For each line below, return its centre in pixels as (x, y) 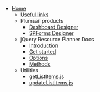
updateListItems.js (51, 83)
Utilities (29, 70)
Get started (42, 52)
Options (38, 58)
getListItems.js (47, 76)
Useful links (34, 15)
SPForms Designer (51, 33)
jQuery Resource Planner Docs (57, 39)
